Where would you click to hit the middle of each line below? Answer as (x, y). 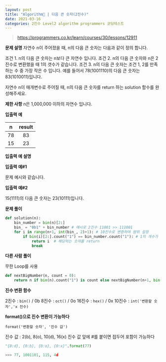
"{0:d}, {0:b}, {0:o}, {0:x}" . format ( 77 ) (48, 346)
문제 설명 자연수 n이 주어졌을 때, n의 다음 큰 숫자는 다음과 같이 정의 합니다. (77, 48)
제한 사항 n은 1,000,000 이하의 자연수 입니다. (49, 104)
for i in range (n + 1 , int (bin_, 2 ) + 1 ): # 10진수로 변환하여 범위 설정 (82, 232)
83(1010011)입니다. (24, 77)
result (26, 127)
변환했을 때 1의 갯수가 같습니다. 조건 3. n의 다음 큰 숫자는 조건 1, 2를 (83, 64)
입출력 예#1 (16, 167)
